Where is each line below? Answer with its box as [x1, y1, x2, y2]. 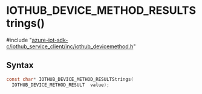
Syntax [6, 60, 34, 70]
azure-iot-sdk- [31, 36, 68, 43]
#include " [6, 36, 32, 43]
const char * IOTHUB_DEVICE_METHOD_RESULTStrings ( [6, 76, 134, 82]
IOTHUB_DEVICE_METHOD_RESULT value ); [11, 82, 110, 88]
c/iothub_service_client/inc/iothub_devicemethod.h [6, 43, 134, 50]
